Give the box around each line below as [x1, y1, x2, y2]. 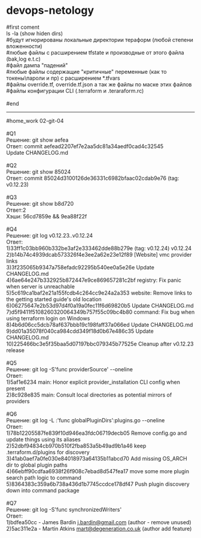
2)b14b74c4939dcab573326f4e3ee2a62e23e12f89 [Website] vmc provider [6, 251, 193, 258]
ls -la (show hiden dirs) [6, 29, 63, 37]
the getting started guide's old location [6, 295, 102, 303]
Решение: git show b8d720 [6, 200, 74, 207]
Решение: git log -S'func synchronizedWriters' [6, 506, 122, 513]
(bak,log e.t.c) [6, 55, 41, 62]
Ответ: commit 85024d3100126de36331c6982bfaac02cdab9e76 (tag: [6, 175, 179, 182]
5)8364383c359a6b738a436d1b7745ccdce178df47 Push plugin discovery [6, 480, 190, 488]
